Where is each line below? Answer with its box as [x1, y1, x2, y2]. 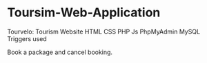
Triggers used [7, 34, 47, 42]
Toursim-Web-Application [7, 5, 161, 21]
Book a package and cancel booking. [7, 48, 112, 56]
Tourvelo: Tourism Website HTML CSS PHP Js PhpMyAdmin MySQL [7, 27, 201, 36]
